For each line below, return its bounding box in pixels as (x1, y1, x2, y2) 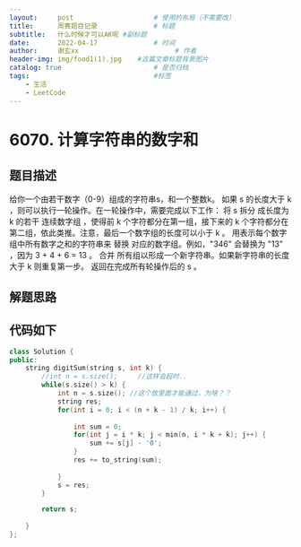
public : (9, 355, 39, 364)
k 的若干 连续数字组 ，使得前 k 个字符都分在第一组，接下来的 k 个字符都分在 (9, 216, 289, 227)
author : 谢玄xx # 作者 (9, 47, 197, 56)
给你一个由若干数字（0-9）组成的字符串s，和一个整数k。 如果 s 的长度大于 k (9, 194, 292, 204)
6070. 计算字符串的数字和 (9, 129, 199, 150)
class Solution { (9, 347, 74, 356)
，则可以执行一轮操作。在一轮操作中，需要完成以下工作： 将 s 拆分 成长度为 (9, 204, 289, 215)
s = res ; (56, 481, 90, 490)
